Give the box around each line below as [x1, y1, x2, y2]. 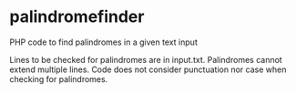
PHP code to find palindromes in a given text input [9, 37, 198, 47]
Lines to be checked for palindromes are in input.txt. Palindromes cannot [9, 54, 282, 65]
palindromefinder [9, 6, 145, 27]
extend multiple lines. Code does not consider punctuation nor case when [9, 64, 287, 75]
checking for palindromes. [9, 73, 108, 84]
